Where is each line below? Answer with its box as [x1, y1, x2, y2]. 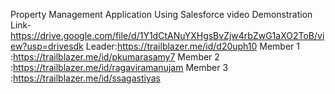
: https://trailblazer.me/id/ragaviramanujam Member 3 [10, 62, 229, 73]
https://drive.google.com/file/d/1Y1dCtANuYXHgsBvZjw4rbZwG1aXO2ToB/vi [10, 30, 325, 41]
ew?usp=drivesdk [10, 40, 84, 52]
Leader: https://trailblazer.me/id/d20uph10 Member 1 [85, 40, 301, 52]
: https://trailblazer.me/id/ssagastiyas [10, 72, 161, 84]
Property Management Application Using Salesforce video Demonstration [10, 9, 313, 20]
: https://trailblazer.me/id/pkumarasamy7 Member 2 [10, 51, 220, 63]
